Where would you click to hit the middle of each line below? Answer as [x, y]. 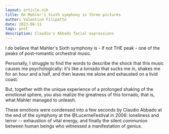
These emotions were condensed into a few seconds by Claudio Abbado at [83, 110]
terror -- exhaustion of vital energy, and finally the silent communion [76, 121]
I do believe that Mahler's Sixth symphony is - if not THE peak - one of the [83, 48]
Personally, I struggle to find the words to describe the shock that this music [85, 63]
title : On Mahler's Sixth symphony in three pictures [63, 15]
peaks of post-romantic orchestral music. [48, 53]
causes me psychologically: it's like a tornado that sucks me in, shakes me [83, 69]
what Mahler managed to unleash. [41, 100]
